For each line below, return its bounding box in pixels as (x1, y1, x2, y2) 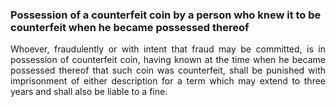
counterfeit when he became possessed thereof (10, 20, 250, 34)
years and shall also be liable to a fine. (10, 86, 168, 98)
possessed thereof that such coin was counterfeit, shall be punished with (10, 64, 326, 77)
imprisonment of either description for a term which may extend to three (10, 75, 326, 87)
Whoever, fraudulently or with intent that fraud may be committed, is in (10, 43, 326, 55)
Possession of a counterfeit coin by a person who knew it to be (10, 8, 322, 22)
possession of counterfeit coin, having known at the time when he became (10, 54, 326, 66)
